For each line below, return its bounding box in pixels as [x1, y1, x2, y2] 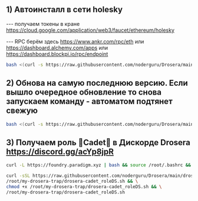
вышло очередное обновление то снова [6, 88, 162, 98]
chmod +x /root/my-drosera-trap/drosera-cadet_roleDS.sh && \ [6, 183, 162, 190]
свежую [6, 106, 38, 116]
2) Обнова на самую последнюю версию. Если [6, 78, 189, 88]
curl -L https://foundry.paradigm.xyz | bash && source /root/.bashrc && [6, 162, 192, 168]
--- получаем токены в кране [6, 20, 80, 27]
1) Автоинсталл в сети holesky [6, 5, 123, 15]
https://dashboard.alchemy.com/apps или [6, 44, 108, 51]
